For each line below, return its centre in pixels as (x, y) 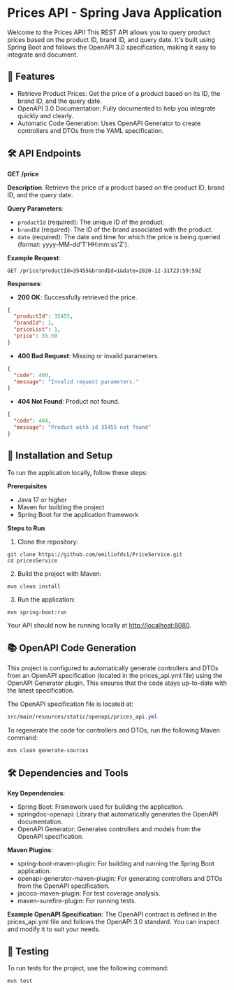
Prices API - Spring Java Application (115, 13)
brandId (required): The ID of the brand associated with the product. (115, 229)
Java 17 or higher (42, 500)
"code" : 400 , (32, 375)
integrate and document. (43, 55)
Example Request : (34, 257)
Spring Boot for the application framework (78, 514)
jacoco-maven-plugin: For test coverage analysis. (89, 893)
